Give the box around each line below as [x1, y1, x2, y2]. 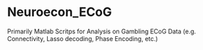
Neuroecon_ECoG [7, 4, 112, 20]
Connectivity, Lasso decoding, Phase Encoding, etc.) [7, 34, 158, 42]
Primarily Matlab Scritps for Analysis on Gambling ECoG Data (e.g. [7, 27, 196, 35]
